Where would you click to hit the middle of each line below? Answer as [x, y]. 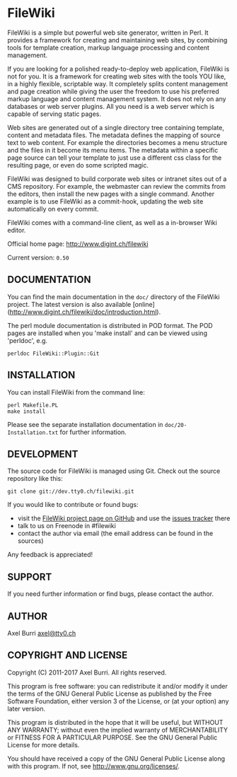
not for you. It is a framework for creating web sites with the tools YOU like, [117, 76]
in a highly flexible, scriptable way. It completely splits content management [118, 83]
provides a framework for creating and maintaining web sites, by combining [117, 40]
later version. [27, 708]
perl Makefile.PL [33, 405]
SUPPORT [30, 577]
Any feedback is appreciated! [50, 555]
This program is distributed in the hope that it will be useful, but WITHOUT [115, 722]
